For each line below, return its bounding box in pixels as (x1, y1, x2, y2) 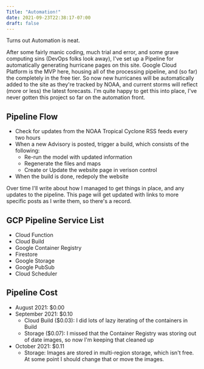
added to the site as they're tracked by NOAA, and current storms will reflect (6, 81, 198, 88)
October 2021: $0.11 (15, 342, 65, 350)
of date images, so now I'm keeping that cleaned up (24, 336, 154, 343)
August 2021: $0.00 (15, 303, 65, 311)
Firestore (15, 250, 38, 258)
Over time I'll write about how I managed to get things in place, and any (6, 185, 185, 192)
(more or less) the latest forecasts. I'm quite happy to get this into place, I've (6, 88, 197, 95)
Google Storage (15, 257, 55, 264)
